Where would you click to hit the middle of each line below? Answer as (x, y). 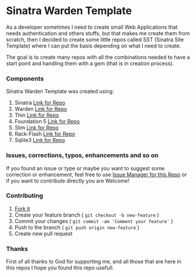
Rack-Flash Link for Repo (45, 134)
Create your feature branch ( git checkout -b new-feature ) (87, 215)
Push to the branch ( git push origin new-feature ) (77, 227)
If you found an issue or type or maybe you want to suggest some (85, 168)
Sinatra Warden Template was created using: (60, 92)
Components (25, 79)
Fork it (22, 208)
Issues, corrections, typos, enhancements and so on (82, 156)
